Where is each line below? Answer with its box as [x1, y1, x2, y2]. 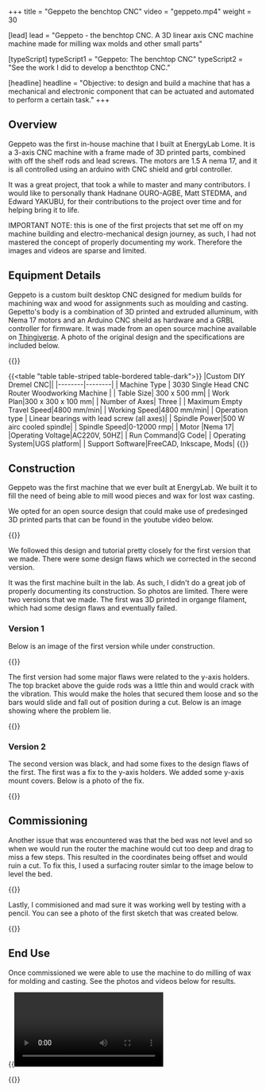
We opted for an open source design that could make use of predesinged [8, 507, 249, 516]
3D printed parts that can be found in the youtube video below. [8, 515, 214, 525]
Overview [8, 118, 58, 132]
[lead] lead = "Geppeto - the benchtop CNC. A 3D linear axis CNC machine [8, 31, 254, 40]
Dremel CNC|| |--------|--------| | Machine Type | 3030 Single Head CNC [8, 380, 249, 389]
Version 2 [8, 741, 46, 752]
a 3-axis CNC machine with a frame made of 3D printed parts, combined [8, 147, 246, 157]
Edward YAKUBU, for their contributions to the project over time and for [8, 196, 242, 206]
